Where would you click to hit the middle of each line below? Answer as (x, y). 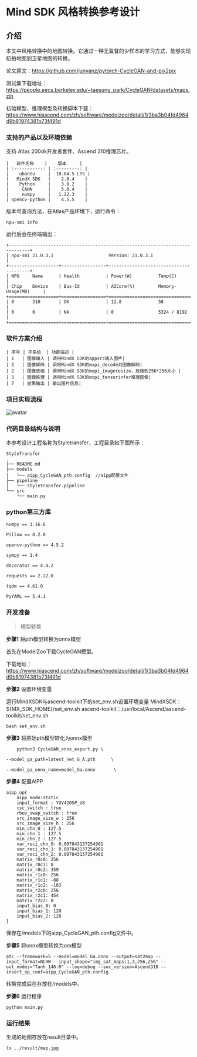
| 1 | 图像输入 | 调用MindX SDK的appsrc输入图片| (66, 358)
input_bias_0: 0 (37, 906)
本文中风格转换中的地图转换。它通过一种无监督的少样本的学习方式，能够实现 (98, 51)
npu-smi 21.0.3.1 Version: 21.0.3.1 (82, 256)
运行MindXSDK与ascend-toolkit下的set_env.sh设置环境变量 (78, 702)
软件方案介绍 (24, 338)
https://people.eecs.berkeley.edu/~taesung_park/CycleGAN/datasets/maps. (98, 90)
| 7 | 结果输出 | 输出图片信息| (44, 383)
